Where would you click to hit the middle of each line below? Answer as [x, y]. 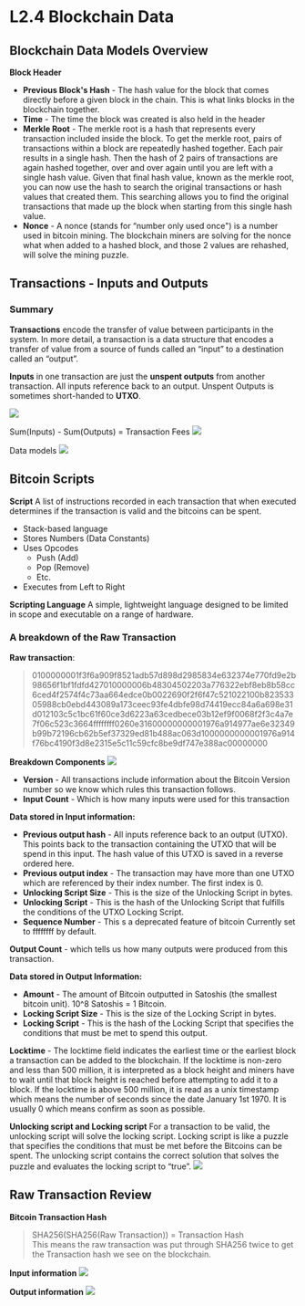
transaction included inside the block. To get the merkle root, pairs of [152, 138]
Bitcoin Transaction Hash [58, 1217]
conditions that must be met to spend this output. [115, 1032]
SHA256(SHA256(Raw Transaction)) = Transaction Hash [137, 1235]
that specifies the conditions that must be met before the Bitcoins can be [146, 1145]
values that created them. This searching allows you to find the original [156, 197]
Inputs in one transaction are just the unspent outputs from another [137, 376]
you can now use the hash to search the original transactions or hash [152, 187]
